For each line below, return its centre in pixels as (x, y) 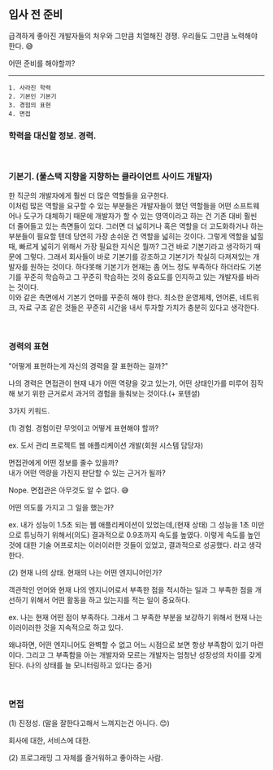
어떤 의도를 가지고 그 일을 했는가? (61, 507)
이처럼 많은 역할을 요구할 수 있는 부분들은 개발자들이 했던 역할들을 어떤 (120, 206)
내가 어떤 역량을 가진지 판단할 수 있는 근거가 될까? (87, 472)
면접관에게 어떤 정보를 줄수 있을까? (64, 462)
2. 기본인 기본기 (32, 96)
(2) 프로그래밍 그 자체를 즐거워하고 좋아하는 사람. (86, 758)
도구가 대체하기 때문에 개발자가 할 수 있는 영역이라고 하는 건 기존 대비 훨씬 (140, 216)
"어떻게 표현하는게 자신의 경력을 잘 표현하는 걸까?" (89, 365)
